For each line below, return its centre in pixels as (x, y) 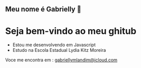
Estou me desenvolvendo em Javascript (54, 45)
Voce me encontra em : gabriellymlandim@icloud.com (61, 60)
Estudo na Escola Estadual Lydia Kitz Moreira (59, 50)
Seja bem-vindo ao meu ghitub (71, 31)
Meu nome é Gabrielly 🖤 (43, 9)
